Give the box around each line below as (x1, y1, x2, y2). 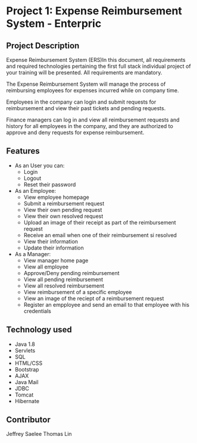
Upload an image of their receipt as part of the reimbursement (23, 219, 177, 226)
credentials (23, 307, 52, 314)
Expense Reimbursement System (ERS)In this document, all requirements (6, 57, 186, 63)
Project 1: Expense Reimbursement (6, 4, 183, 18)
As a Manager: (14, 250, 51, 257)
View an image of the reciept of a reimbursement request (23, 295, 164, 302)
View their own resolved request (23, 213, 104, 220)
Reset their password (23, 180, 76, 188)
